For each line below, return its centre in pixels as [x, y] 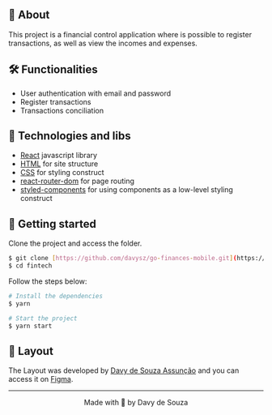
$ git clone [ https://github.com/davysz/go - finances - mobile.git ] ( [123, 259]
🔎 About [29, 15]
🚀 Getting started [53, 224]
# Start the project [43, 318]
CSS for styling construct [62, 173]
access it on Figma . [41, 379]
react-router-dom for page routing [77, 181]
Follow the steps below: [48, 281]
